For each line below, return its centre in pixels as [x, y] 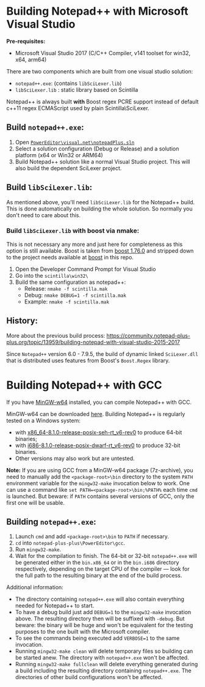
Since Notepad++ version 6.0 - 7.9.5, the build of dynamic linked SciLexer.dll [102, 354]
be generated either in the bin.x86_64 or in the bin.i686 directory [97, 563]
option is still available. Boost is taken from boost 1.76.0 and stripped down [100, 251]
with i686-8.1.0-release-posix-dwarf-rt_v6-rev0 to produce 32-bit [98, 445]
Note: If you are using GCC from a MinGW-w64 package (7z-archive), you [100, 470]
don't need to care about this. [44, 215]
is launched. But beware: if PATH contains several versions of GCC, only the [100, 496]
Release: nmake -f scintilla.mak [66, 288]
